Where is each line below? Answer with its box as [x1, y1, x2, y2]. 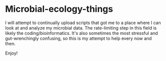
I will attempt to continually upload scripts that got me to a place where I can [5, 20, 161, 26]
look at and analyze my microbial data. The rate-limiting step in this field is [5, 25, 157, 30]
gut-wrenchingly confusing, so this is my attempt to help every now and [5, 35, 152, 41]
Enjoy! [5, 50, 18, 56]
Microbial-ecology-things [5, 3, 113, 15]
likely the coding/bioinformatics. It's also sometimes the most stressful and [5, 30, 158, 36]
